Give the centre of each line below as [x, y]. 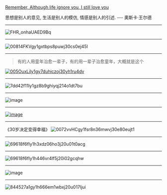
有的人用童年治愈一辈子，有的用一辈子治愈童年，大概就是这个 [81, 61]
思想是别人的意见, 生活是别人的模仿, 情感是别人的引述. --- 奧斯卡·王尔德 [79, 17]
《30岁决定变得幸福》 [28, 129]
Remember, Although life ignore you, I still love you [57, 7]
